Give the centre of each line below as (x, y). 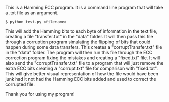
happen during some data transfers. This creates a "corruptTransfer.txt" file (84, 47)
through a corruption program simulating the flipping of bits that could (78, 42)
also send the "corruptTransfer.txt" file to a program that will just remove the (84, 63)
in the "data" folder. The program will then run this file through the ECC (79, 53)
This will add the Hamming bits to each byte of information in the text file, (81, 31)
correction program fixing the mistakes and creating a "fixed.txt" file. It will (83, 58)
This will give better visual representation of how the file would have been (82, 74)
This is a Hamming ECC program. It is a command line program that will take (84, 7)
